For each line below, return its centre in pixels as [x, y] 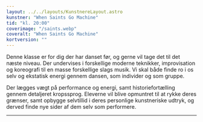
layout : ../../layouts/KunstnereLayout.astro [64, 12]
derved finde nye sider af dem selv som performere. [71, 107]
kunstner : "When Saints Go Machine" [52, 17]
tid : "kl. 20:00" [28, 23]
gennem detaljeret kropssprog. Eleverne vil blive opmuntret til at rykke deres [101, 94]
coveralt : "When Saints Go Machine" [52, 34]
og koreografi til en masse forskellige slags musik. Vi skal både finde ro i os [100, 69]
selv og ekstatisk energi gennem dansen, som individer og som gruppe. [95, 76]
